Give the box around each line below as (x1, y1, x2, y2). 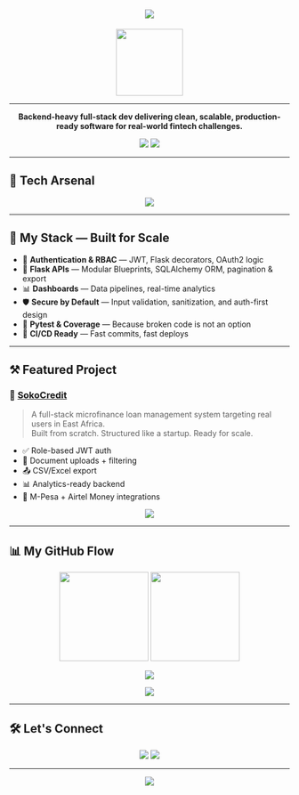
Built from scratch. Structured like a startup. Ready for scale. (30, 428, 254, 439)
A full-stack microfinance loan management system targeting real (30, 410, 272, 420)
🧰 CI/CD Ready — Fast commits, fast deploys (21, 328, 189, 338)
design (21, 309, 48, 320)
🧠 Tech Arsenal (9, 174, 95, 189)
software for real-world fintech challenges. (79, 120, 243, 131)
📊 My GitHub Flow (9, 543, 115, 558)
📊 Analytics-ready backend (21, 479, 125, 490)
